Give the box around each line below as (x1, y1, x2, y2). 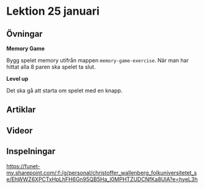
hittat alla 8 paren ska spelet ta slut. (6, 63, 96, 70)
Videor (6, 125, 33, 136)
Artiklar (6, 105, 36, 115)
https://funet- (6, 162, 41, 169)
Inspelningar (6, 146, 56, 157)
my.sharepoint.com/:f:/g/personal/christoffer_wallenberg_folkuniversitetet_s (6, 169, 197, 176)
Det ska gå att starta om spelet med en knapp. (6, 87, 123, 94)
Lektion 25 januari (6, 4, 100, 18)
